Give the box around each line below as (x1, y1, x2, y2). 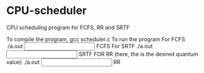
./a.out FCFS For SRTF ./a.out (6, 42, 153, 49)
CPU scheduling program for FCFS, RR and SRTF (6, 24, 130, 31)
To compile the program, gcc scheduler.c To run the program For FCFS (6, 35, 186, 43)
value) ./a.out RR (6, 58, 121, 66)
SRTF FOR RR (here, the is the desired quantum (78, 50, 198, 58)
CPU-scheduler (6, 4, 87, 18)
